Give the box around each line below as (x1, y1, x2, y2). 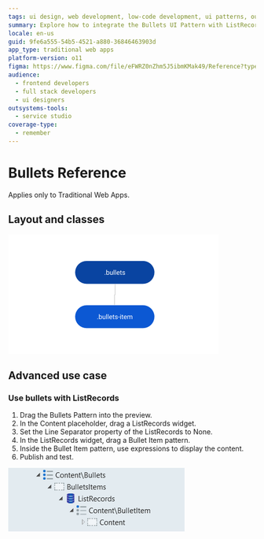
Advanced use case (8, 369, 108, 382)
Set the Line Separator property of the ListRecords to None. (19, 427, 214, 437)
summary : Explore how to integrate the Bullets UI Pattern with (8, 20, 223, 29)
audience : (8, 71, 41, 79)
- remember (15, 129, 51, 137)
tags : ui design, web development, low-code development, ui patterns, (8, 13, 247, 20)
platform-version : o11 (8, 54, 82, 62)
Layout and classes (8, 213, 105, 226)
